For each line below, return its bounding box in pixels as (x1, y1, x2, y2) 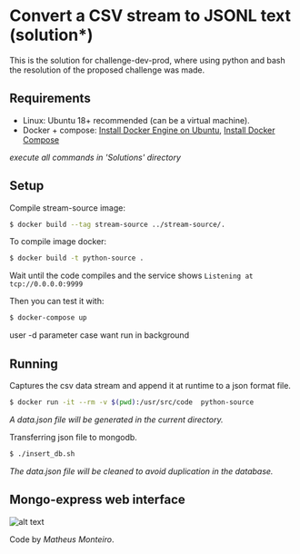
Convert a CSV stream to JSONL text (9, 5, 292, 26)
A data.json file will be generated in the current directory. (9, 414, 224, 425)
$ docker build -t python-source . (9, 253, 145, 263)
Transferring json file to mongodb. (9, 431, 138, 442)
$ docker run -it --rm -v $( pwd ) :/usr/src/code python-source (9, 398, 255, 407)
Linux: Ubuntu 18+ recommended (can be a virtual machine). (22, 114, 250, 125)
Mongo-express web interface (9, 492, 186, 508)
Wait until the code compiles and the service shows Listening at (9, 270, 254, 282)
